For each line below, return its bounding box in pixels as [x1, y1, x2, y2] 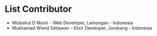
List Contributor [4, 3, 72, 15]
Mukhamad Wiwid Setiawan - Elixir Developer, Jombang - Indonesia [11, 25, 152, 31]
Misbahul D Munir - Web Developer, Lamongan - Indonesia [11, 20, 133, 26]
